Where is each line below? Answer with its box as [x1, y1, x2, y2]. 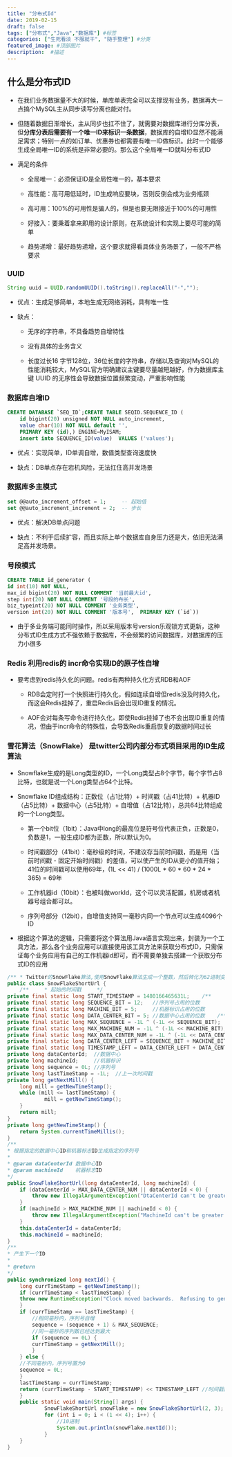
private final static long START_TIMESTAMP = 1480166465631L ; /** [7, 993, 212, 1000]
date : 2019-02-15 [7, 17, 57, 24]
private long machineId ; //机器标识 [7, 1057, 121, 1064]
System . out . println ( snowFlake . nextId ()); [56, 1424, 177, 1431]
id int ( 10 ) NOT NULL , [7, 583, 70, 590]
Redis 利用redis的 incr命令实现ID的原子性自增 [7, 659, 159, 669]
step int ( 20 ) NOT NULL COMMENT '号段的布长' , [7, 596, 135, 603]
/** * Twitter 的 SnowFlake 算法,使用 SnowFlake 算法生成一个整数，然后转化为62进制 [7, 973, 221, 980]
